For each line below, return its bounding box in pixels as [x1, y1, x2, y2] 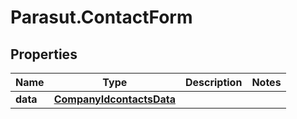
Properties [10, 46, 78, 63]
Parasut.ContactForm [10, 6, 193, 29]
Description [184, 76, 243, 89]
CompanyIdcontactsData [53, 92, 176, 106]
